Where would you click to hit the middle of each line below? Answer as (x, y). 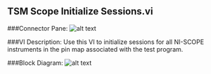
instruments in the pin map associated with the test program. (95, 49)
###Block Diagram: (35, 63)
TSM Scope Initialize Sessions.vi (80, 12)
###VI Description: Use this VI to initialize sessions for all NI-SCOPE (106, 42)
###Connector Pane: (38, 28)
